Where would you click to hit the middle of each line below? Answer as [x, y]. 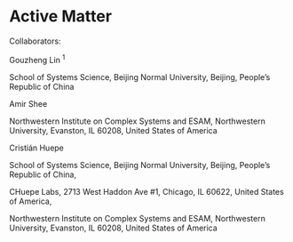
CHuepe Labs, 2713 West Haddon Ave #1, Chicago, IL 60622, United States [146, 191]
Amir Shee [28, 103]
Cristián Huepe [37, 148]
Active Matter [61, 16]
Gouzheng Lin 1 [37, 59]
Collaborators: [35, 41]
